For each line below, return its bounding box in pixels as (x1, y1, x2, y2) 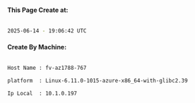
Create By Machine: (7, 42, 67, 51)
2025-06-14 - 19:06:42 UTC (7, 28, 87, 35)
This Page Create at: (7, 6, 69, 14)
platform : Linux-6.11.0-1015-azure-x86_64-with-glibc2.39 (7, 78, 189, 85)
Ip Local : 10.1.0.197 (7, 90, 78, 97)
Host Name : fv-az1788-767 (7, 64, 87, 72)
